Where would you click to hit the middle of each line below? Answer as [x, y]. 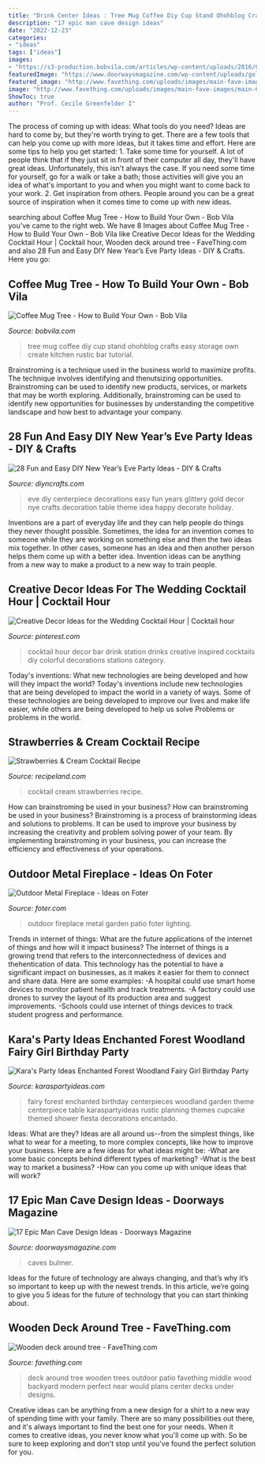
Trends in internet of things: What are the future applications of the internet [130, 939]
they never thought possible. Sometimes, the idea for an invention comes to [131, 531]
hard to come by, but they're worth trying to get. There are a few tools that [129, 134]
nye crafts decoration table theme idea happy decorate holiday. [131, 507]
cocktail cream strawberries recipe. [85, 792]
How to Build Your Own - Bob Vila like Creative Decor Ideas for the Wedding [131, 234]
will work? [24, 1176]
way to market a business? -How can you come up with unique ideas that [127, 1167]
